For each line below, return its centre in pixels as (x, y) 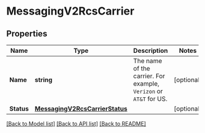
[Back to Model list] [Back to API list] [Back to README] (76, 124)
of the (142, 68)
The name (148, 61)
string (44, 80)
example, (146, 84)
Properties (27, 34)
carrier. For (149, 76)
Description (151, 51)
